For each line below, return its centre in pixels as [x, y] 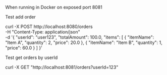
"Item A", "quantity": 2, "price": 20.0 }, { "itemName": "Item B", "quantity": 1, [84, 42]
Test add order [21, 17]
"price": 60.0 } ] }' [24, 48]
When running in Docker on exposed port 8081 [54, 7]
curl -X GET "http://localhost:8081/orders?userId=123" [62, 67]
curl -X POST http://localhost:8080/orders [49, 26]
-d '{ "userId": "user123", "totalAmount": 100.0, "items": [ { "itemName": [80, 37]
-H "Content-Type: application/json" [43, 32]
